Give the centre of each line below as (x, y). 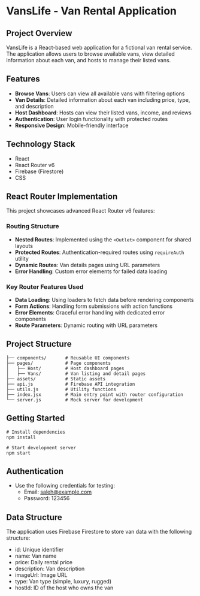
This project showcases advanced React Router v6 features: (81, 211)
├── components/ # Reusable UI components (68, 358)
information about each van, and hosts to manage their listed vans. (89, 60)
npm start (19, 453)
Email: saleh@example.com (57, 492)
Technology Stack (41, 144)
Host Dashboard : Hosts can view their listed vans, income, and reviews (103, 113)
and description (34, 106)
